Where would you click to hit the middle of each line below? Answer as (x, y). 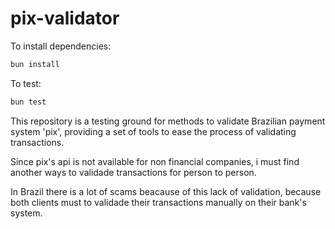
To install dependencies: (61, 46)
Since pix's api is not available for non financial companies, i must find (155, 161)
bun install (35, 64)
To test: (26, 83)
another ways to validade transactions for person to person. (133, 172)
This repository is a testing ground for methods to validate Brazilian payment (168, 121)
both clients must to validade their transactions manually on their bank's (158, 202)
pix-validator (65, 18)
